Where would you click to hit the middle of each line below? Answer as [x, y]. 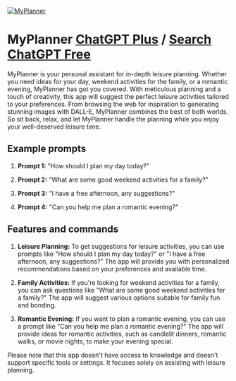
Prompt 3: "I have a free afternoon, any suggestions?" [96, 193]
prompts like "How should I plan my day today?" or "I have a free [111, 254]
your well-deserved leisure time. [54, 127]
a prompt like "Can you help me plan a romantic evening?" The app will [120, 326]
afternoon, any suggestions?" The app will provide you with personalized [123, 261]
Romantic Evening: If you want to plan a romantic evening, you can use [122, 319]
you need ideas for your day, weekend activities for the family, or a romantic [118, 81]
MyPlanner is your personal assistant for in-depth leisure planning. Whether [117, 74]
